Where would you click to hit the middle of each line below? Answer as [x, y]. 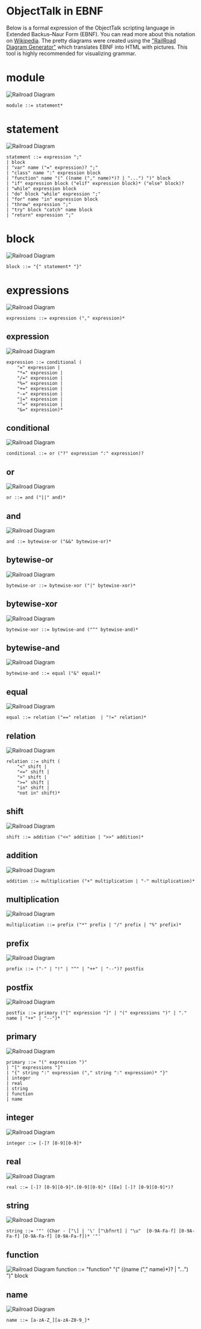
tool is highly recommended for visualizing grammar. [71, 53]
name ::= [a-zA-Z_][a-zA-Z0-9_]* [48, 1320]
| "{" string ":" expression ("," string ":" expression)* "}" [87, 1073]
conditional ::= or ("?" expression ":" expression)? [75, 454]
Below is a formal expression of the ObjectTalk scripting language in [91, 28]
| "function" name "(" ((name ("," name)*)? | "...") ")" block [88, 178]
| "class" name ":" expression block [54, 173]
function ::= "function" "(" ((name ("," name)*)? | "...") [122, 1269]
